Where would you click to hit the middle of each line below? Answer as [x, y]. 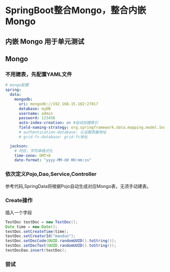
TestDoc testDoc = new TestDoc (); [42, 222]
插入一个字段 [18, 212]
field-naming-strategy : [44, 128]
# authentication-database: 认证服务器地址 [62, 132]
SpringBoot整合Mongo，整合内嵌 [76, 10]
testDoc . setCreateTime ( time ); [37, 231]
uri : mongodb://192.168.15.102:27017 [58, 104]
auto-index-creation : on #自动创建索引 [58, 123]
